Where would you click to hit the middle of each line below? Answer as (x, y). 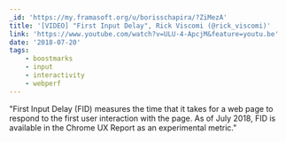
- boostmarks (49, 59)
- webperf (43, 83)
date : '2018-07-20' (45, 42)
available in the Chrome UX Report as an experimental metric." (123, 127)
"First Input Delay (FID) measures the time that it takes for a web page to (141, 108)
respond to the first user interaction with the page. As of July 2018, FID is (143, 118)
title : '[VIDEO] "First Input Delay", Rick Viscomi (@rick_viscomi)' (140, 26)
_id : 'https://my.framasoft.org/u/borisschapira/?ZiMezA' (118, 17)
